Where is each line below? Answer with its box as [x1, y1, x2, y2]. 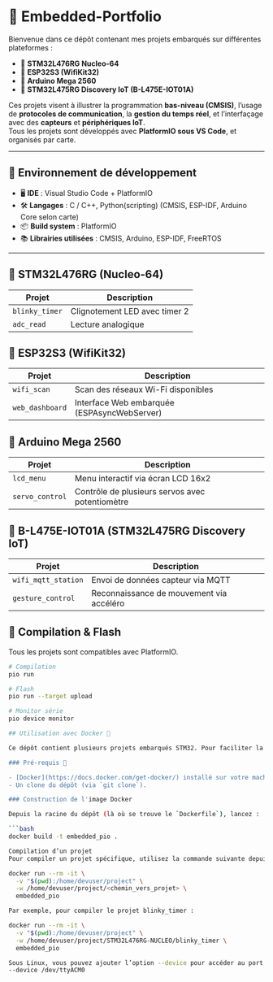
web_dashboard [12, 403, 67, 413]
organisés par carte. [8, 134, 76, 145]
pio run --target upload [8, 693, 93, 701]
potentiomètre [74, 496, 129, 507]
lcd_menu [12, 474, 46, 483]
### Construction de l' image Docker [8, 796, 132, 804]
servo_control [12, 492, 67, 502]
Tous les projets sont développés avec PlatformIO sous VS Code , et [8, 126, 237, 136]
